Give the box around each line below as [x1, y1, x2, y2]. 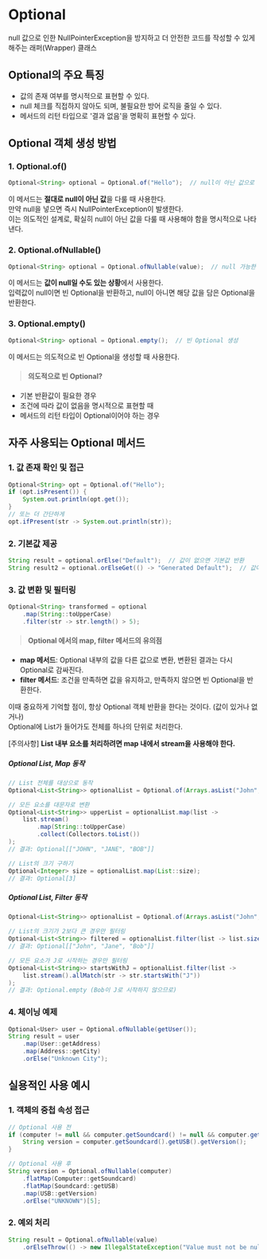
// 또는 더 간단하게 [8, 510, 65, 518]
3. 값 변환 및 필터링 [8, 584, 77, 595]
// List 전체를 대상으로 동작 [8, 779, 94, 787]
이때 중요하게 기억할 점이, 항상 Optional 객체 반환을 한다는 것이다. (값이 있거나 [8, 702, 250, 711]
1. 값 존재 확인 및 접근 [8, 462, 84, 473]
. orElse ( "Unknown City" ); [22, 1055, 109, 1063]
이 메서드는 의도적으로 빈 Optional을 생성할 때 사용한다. [8, 352, 180, 362]
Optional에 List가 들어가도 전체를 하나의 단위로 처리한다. [8, 721, 183, 731]
